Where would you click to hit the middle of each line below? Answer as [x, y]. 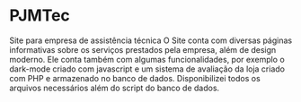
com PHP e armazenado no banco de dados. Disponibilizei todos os [135, 78]
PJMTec [40, 16]
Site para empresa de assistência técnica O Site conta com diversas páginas [151, 40]
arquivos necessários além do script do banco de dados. [115, 88]
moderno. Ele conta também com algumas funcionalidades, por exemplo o [147, 59]
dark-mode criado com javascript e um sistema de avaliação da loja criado [147, 69]
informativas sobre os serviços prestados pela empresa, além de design [143, 49]
